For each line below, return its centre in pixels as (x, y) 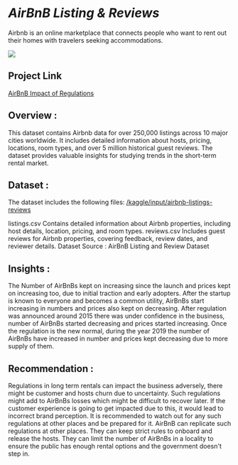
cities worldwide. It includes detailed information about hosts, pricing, (110, 140)
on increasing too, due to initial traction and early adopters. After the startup (119, 294)
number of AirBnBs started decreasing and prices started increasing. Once (118, 324)
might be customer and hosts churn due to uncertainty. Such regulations (114, 393)
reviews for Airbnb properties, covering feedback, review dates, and (108, 239)
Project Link (35, 76)
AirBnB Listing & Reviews (84, 13)
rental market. (28, 163)
